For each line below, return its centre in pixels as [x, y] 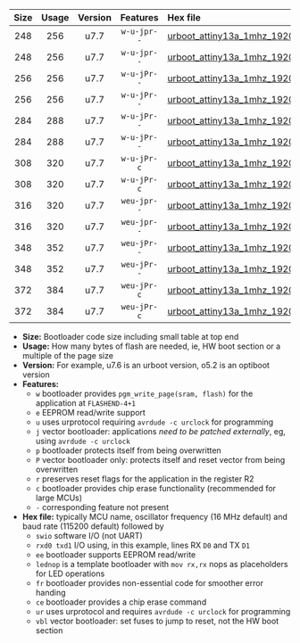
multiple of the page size [68, 355]
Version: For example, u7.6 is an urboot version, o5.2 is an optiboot [146, 365]
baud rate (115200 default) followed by [93, 526]
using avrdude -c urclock [83, 441]
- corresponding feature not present [102, 507]
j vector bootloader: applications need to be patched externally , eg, [160, 431]
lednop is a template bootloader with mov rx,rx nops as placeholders [162, 564]
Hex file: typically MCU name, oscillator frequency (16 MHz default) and [155, 517]
